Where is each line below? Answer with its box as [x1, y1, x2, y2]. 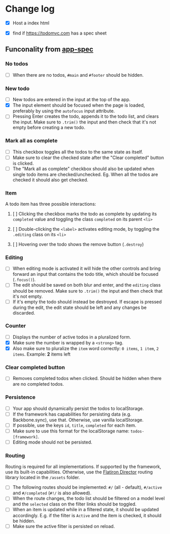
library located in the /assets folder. [5, 475, 80, 481]
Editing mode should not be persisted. [12, 439, 92, 445]
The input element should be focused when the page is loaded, [12, 102, 145, 108]
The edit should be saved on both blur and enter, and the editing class [12, 282, 161, 288]
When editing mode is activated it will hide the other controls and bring [12, 265, 161, 272]
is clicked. [12, 160, 34, 166]
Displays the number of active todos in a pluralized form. [12, 334, 131, 340]
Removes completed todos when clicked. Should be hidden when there [12, 375, 162, 382]
